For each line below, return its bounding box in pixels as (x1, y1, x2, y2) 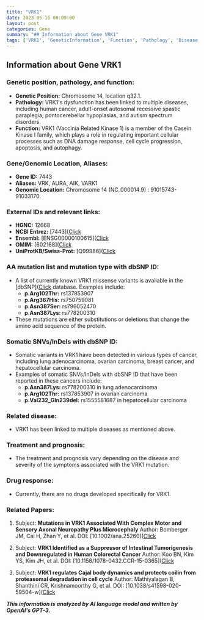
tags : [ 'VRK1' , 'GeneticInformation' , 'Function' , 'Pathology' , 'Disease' (6, 37, 201, 43)
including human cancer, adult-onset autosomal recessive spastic (15, 105, 181, 112)
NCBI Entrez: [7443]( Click (15, 228, 81, 236)
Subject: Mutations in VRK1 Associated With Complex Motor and (15, 519, 182, 527)
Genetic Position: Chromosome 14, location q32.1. (15, 92, 142, 99)
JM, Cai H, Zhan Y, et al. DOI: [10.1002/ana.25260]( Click (15, 532, 156, 540)
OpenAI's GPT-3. (6, 607, 51, 614)
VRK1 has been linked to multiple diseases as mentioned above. (15, 425, 176, 433)
